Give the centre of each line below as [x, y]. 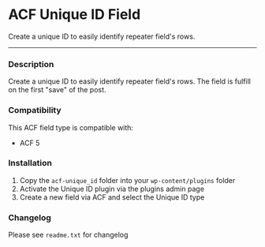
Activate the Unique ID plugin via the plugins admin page [112, 189]
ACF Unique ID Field [75, 15]
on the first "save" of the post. [57, 90]
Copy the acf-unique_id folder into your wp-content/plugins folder [127, 180]
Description [31, 64]
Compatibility [35, 110]
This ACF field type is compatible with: [71, 127]
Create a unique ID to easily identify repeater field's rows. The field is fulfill [129, 81]
